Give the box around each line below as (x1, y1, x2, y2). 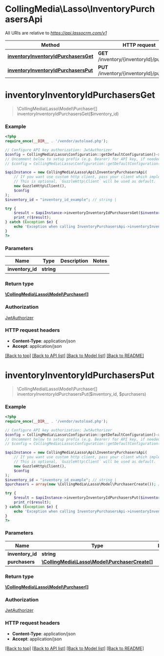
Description (60, 257, 89, 264)
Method (41, 42, 60, 48)
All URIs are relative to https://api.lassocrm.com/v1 (5, 30, 107, 36)
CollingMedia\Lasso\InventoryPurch (5, 3, 155, 15)
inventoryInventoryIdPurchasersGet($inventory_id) (17, 111, 119, 117)
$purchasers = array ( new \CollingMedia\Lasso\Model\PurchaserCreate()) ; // (5, 482, 163, 487)
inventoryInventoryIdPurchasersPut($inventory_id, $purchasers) (17, 391, 146, 397)
